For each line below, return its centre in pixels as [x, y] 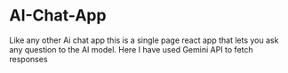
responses [28, 59]
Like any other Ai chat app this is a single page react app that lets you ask [144, 40]
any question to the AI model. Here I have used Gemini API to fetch [131, 49]
